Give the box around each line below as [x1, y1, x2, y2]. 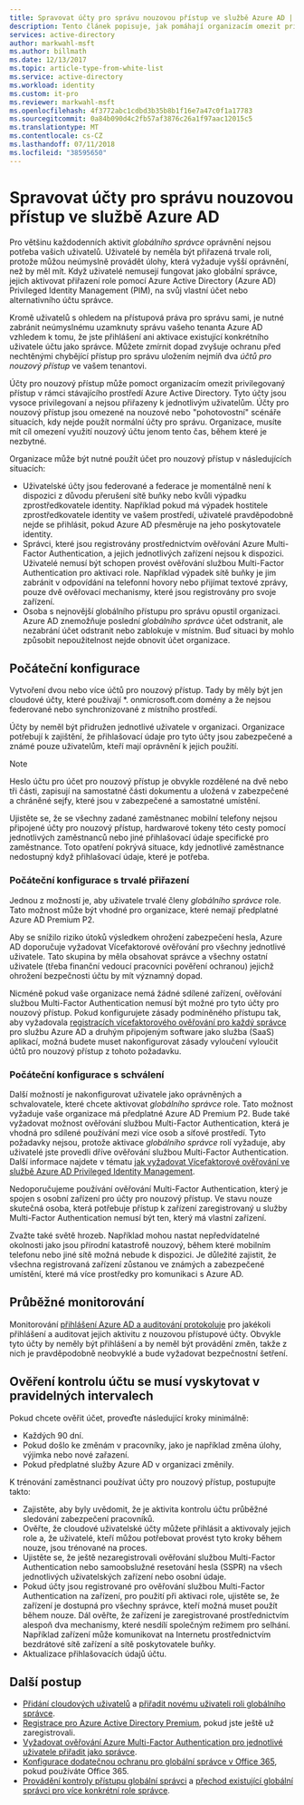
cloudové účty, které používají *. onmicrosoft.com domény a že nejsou [9, 695, 271, 706]
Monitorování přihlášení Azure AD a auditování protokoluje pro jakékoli [9, 1319, 271, 1330]
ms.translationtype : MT [9, 123, 100, 132]
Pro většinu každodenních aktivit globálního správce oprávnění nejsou [9, 237, 271, 248]
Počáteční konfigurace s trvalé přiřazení [9, 874, 190, 887]
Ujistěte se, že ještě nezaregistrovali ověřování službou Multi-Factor [22, 1552, 276, 1563]
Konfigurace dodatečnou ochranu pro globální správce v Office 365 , [22, 1756, 278, 1767]
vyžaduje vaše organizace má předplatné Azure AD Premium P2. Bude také [9, 1107, 290, 1118]
